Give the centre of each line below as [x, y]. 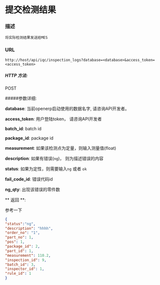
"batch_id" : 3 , [20, 265]
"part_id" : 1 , [19, 251]
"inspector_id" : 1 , [25, 269]
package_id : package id [29, 138]
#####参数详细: [21, 98]
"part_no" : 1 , [19, 237]
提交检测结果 [31, 10]
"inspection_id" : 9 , [26, 260]
